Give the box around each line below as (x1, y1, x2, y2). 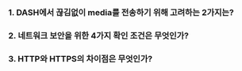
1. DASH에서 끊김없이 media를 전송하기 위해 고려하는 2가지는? (8, 6, 234, 17)
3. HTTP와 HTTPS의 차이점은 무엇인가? (8, 53, 153, 64)
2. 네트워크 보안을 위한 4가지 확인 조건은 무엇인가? (8, 30, 189, 41)
